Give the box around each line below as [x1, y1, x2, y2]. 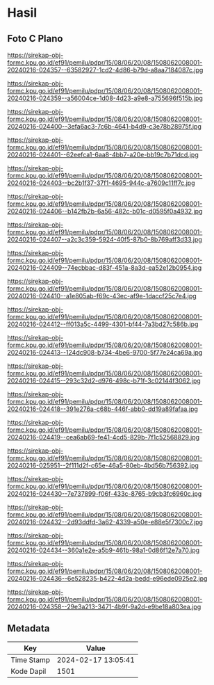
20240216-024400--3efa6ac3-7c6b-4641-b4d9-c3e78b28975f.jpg [7, 122, 201, 130]
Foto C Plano [7, 33, 63, 45]
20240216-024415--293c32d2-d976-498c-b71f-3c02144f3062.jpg [7, 377, 201, 385]
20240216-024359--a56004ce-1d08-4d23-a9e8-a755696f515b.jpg [7, 94, 203, 102]
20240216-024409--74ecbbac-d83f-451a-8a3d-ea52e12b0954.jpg [7, 264, 202, 272]
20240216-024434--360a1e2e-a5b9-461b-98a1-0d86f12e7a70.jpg [7, 546, 200, 554]
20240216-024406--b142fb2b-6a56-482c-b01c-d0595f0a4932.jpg [7, 207, 203, 215]
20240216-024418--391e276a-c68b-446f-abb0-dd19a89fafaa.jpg [7, 405, 198, 413]
